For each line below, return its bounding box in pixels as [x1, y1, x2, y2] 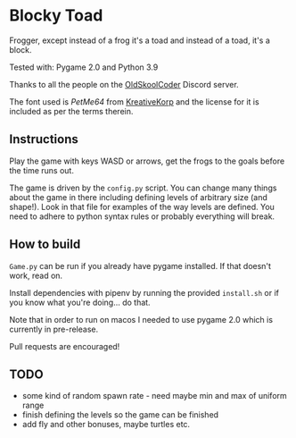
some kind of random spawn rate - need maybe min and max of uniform [21, 391, 287, 401]
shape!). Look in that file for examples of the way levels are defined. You [9, 201, 275, 212]
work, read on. [9, 270, 63, 281]
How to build [9, 237, 81, 252]
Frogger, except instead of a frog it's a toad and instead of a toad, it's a [9, 35, 270, 46]
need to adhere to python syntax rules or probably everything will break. [9, 211, 275, 222]
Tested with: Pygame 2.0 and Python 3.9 [9, 62, 159, 72]
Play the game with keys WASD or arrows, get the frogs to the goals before [9, 156, 285, 166]
